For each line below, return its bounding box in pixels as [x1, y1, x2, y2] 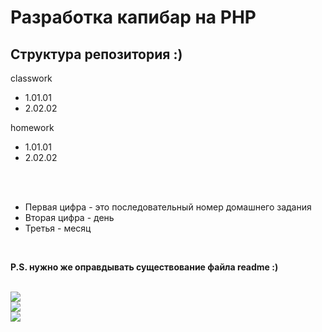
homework [10, 122, 55, 133]
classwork [10, 72, 53, 84]
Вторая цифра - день [24, 212, 115, 223]
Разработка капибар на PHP [10, 6, 257, 29]
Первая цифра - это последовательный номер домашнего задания [24, 201, 312, 213]
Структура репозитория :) [10, 46, 183, 63]
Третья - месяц [24, 222, 92, 234]
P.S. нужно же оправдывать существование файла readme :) [10, 261, 279, 273]
